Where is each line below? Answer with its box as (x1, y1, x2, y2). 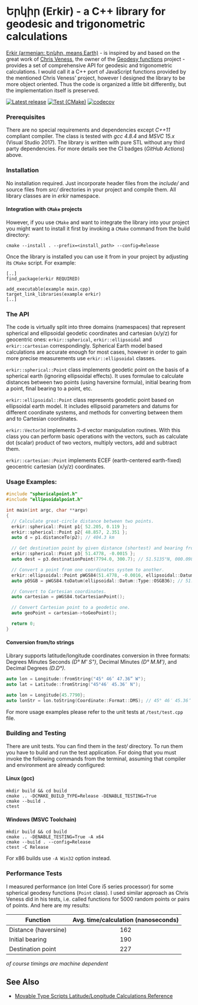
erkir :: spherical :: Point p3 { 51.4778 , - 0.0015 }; (11, 551, 136, 557)
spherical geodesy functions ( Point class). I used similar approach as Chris (6, 889, 189, 896)
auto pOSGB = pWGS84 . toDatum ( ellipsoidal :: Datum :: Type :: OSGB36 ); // (11, 578, 183, 584)
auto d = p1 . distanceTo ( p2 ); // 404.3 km (11, 535, 115, 541)
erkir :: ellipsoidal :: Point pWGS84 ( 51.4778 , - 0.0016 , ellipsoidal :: (11, 572, 181, 578)
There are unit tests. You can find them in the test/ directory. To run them (6, 742, 183, 750)
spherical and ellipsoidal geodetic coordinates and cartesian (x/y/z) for (6, 329, 178, 337)
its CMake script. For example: (6, 259, 77, 266)
